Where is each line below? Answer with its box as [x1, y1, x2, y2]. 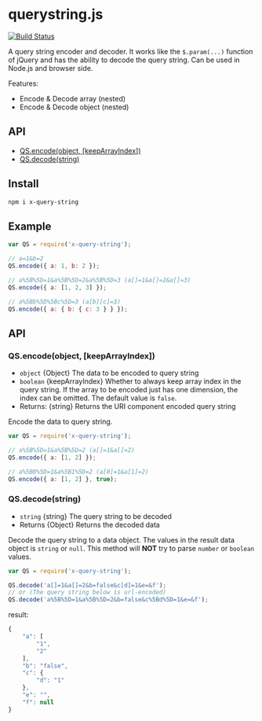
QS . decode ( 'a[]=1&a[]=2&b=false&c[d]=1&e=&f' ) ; [8, 581, 167, 589]
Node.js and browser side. [8, 63, 93, 72]
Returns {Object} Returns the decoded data [19, 520, 161, 529]
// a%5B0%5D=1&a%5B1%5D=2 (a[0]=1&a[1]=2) [8, 468, 149, 476]
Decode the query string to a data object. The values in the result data [8, 535, 235, 544]
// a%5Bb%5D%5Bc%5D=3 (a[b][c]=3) [8, 297, 122, 306]
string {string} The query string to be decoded [19, 511, 173, 521]
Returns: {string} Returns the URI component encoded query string [19, 402, 237, 411]
